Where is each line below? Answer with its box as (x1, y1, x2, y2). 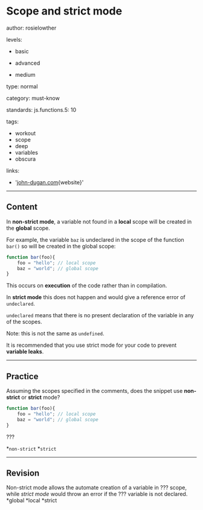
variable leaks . (6, 348, 44, 355)
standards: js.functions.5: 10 (6, 106, 77, 113)
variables (14, 149, 38, 156)
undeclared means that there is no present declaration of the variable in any (6, 312, 195, 319)
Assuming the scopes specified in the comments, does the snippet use (6, 387, 183, 395)
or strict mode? (21, 394, 60, 401)
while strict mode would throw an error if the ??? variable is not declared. (6, 491, 188, 498)
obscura (14, 155, 36, 163)
